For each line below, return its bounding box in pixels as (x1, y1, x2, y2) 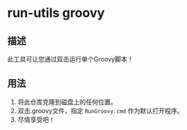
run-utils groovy (7, 5, 105, 21)
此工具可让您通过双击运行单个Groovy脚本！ (7, 55, 134, 63)
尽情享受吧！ (17, 115, 55, 124)
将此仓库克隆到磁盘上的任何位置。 (17, 97, 117, 106)
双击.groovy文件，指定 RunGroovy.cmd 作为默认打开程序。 (17, 106, 183, 114)
